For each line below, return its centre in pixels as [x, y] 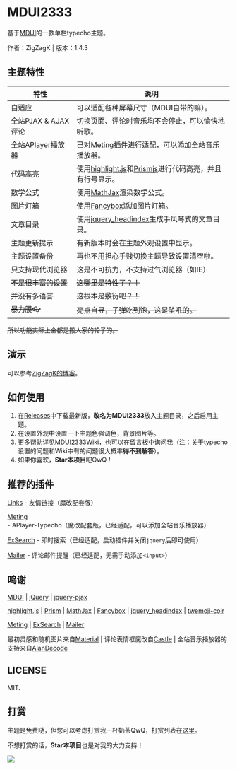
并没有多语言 [32, 296]
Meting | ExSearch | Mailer [46, 624]
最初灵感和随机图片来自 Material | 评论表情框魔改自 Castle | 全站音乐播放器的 [117, 639]
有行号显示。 [98, 179]
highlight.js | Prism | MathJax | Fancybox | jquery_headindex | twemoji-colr [116, 611]
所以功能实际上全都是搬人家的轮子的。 [63, 330]
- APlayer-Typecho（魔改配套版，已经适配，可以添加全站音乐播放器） [109, 525]
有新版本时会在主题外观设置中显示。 [136, 243]
